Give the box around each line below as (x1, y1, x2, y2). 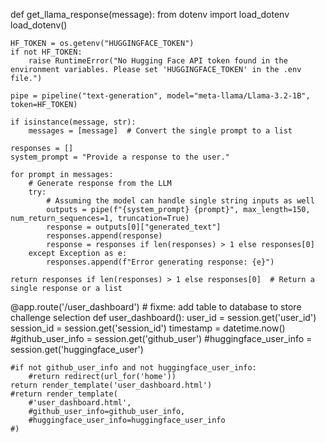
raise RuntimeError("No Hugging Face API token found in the (28, 56, 288, 66)
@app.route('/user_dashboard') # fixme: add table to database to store (10, 301, 302, 313)
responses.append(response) (46, 231, 163, 241)
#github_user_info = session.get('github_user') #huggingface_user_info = (10, 333, 313, 344)
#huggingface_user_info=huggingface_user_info (28, 415, 226, 425)
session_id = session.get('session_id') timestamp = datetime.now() (10, 322, 286, 334)
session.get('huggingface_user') (10, 344, 144, 355)
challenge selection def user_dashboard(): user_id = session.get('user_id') (10, 312, 317, 323)
